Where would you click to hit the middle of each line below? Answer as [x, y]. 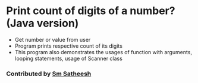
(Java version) [43, 23]
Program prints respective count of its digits [69, 46]
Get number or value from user [53, 39]
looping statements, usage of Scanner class [69, 58]
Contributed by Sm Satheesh [49, 74]
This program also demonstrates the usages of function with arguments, [103, 52]
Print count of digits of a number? [91, 11]
